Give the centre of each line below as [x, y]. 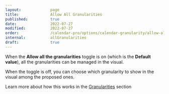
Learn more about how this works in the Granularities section [68, 86]
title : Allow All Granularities [54, 14]
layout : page [32, 10]
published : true [32, 19]
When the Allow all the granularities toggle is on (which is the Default [78, 56]
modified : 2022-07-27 [39, 28]
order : [12, 33]
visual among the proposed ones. [40, 77]
